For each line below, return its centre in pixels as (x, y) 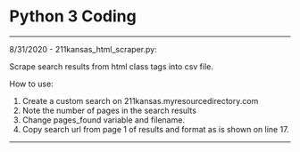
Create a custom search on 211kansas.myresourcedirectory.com (140, 100)
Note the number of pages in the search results (109, 110)
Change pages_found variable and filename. (104, 120)
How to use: (31, 84)
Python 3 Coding (73, 16)
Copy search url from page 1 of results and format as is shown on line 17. (155, 129)
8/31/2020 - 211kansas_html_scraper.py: (83, 49)
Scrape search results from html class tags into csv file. (112, 66)
